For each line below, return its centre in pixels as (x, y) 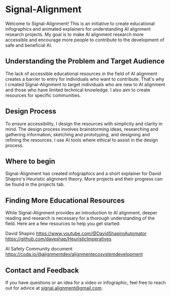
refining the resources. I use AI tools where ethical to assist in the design (82, 140)
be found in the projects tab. (35, 184)
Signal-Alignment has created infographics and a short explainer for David (83, 174)
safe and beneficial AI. (29, 45)
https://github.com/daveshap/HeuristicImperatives (58, 239)
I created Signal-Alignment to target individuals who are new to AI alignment (85, 84)
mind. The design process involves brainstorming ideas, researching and (82, 129)
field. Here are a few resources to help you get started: (63, 224)
